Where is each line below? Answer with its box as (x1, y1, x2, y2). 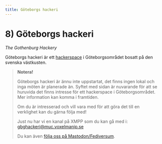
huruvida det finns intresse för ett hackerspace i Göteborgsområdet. (17, 89, 156, 95)
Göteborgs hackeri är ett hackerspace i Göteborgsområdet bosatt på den (5, 54, 153, 60)
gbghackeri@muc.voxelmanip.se (17, 123, 84, 129)
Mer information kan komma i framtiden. (17, 94, 99, 100)
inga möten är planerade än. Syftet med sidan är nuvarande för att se (17, 84, 158, 89)
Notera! (17, 69, 33, 75)
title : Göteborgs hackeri (5, 7, 58, 12)
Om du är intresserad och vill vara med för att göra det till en (17, 104, 140, 110)
